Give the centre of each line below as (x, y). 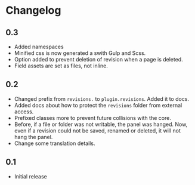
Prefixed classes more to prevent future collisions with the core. (92, 118)
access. (24, 112)
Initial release (30, 176)
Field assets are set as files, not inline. (61, 66)
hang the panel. (33, 137)
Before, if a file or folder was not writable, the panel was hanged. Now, (101, 124)
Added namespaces (39, 47)
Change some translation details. (55, 143)
